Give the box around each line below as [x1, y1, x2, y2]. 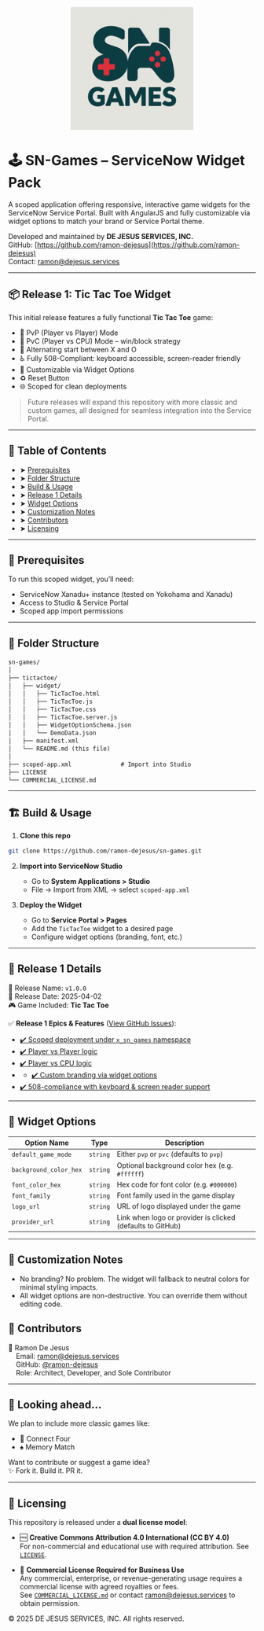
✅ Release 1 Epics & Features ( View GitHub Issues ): [8, 1018, 177, 1028]
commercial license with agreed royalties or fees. [19, 1582, 179, 1592]
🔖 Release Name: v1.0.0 [8, 983, 86, 992]
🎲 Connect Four [19, 1434, 71, 1444]
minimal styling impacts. [19, 1282, 98, 1292]
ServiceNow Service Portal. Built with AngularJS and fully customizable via [8, 208, 251, 217]
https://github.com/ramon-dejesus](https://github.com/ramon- [36, 240, 240, 249]
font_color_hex [11, 1181, 61, 1189]
